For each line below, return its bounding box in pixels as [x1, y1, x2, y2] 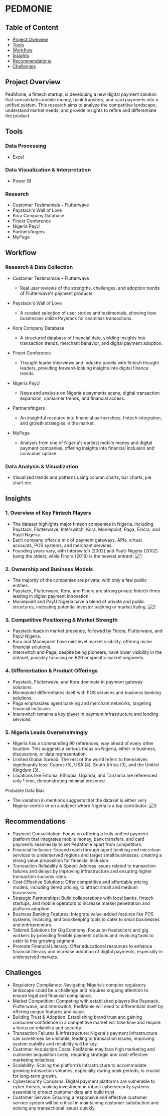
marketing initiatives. [12, 1057, 56, 1063]
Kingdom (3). [12, 767, 40, 773]
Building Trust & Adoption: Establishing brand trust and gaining [12, 1014, 142, 1020]
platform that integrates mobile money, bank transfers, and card [12, 836, 144, 842]
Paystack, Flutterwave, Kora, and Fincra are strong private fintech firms [12, 588, 160, 594]
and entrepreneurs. [12, 921, 53, 927]
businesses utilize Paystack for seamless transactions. [20, 315, 133, 321]
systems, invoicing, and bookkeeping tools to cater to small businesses [12, 916, 159, 922]
